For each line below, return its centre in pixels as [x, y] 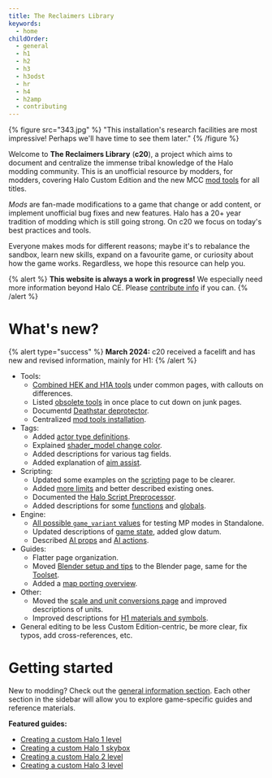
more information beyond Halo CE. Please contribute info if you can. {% [128, 288]
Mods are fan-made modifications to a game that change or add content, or [135, 205]
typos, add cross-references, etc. [76, 636]
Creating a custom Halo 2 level [71, 756]
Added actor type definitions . [81, 437]
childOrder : [28, 39]
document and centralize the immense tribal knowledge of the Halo [121, 163]
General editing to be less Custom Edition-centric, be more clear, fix [134, 627]
